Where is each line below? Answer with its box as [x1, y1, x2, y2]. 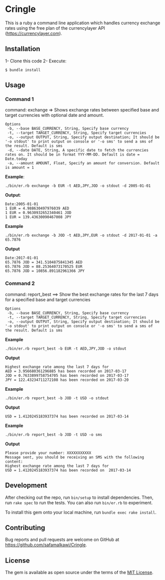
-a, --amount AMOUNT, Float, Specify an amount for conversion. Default [7, 161, 160, 166]
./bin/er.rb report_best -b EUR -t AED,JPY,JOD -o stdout [5, 346, 127, 351]
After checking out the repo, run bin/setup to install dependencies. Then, [5, 494, 154, 500]
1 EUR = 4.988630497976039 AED [5, 206, 69, 211]
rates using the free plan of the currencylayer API [5, 25, 105, 31]
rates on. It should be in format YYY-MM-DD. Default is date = [5, 152, 140, 157]
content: [5, 459, 23, 464]
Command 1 [5, 96, 34, 103]
